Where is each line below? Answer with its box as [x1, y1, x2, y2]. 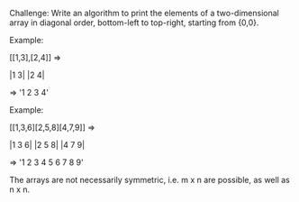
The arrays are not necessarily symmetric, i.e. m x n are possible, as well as [9, 175, 290, 185]
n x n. [9, 184, 31, 195]
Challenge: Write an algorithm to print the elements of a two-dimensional [9, 8, 279, 18]
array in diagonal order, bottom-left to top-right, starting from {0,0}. [9, 17, 259, 28]
